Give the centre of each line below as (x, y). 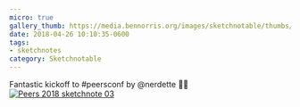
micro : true (31, 17)
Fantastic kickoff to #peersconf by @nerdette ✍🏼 (99, 84)
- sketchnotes (36, 51)
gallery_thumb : (37, 26)
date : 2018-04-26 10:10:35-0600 (69, 34)
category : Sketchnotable (55, 59)
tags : (19, 42)
